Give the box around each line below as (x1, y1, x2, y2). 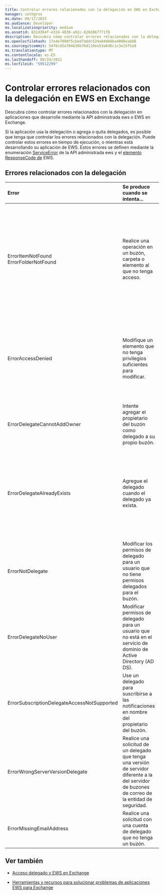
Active (122, 652, 138, 658)
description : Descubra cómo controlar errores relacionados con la (5, 35, 145, 40)
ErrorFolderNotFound (7, 259, 57, 265)
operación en (122, 243, 153, 250)
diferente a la (122, 771, 153, 778)
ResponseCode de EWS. (5, 155, 55, 161)
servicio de (122, 639, 148, 646)
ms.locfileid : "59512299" (5, 61, 58, 66)
